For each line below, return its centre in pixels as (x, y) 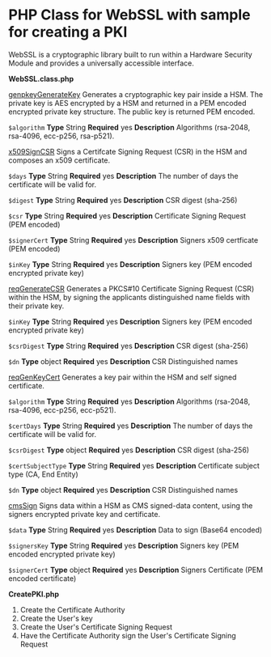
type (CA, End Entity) (43, 474)
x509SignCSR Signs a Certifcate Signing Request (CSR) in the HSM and (128, 151)
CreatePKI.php (34, 594)
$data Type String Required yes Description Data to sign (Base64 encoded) (135, 530)
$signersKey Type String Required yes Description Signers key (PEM (124, 545)
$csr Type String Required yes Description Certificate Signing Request (127, 215)
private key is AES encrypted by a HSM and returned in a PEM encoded (127, 103)
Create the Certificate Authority (72, 609)
